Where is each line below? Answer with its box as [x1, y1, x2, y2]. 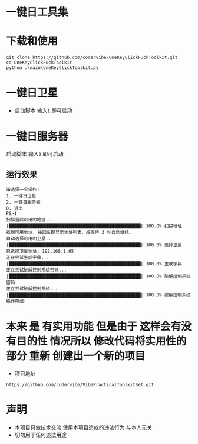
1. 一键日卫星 [6, 192, 37, 198]
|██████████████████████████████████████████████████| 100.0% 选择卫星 [6, 241, 183, 248]
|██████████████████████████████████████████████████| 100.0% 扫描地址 [6, 223, 183, 229]
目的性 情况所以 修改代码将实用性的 [16, 335, 187, 348]
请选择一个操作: [6, 187, 40, 192]
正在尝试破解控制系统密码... [6, 267, 67, 273]
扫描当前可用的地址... [6, 217, 54, 223]
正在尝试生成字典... [6, 254, 49, 260]
